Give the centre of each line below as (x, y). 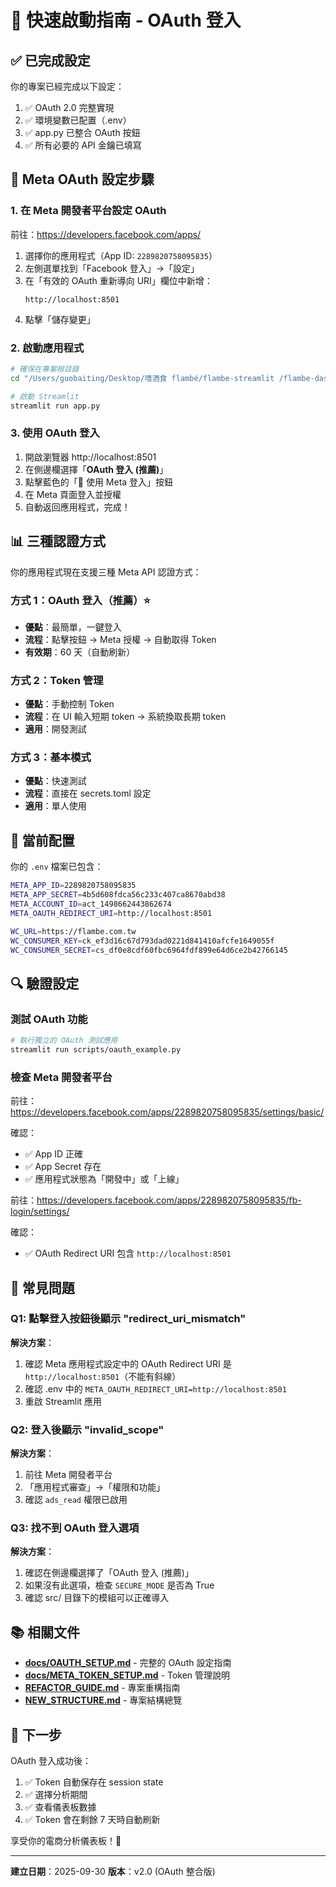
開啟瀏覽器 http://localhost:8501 (90, 457)
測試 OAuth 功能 (49, 1019)
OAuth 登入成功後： (51, 1761)
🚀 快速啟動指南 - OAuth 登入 (126, 20)
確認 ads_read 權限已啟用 (76, 1500)
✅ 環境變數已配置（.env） (78, 120)
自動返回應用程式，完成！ (77, 507)
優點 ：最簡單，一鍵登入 (73, 627)
